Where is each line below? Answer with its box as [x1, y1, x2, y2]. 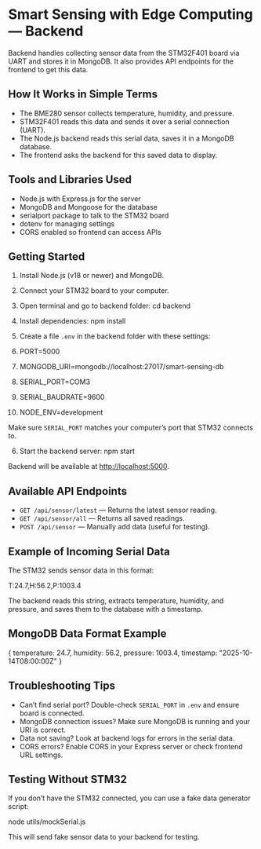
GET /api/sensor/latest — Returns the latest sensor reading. [19, 505, 217, 515]
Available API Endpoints [8, 485, 128, 498]
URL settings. [19, 750, 63, 759]
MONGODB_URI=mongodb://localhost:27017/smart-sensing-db [19, 362, 224, 371]
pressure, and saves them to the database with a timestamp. [8, 605, 204, 613]
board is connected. [19, 708, 85, 718]
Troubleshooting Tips [8, 679, 116, 693]
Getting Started [8, 250, 85, 263]
